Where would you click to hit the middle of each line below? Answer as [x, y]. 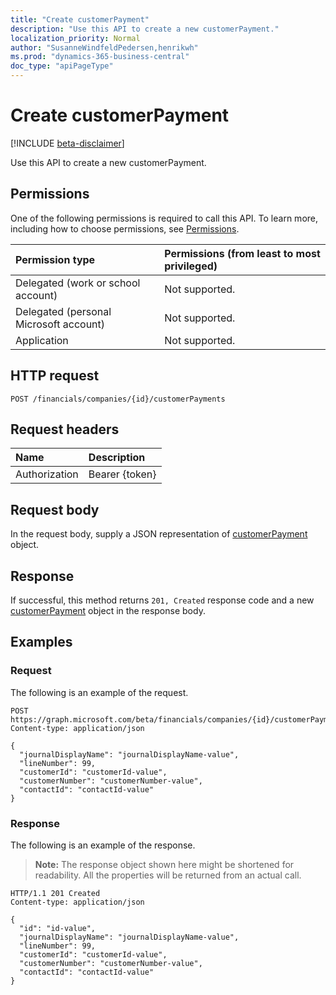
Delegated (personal [63, 311]
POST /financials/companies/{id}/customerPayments [118, 399]
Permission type [55, 259]
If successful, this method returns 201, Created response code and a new [162, 600]
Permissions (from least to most [242, 253]
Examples [41, 642]
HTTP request [55, 376]
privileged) [191, 266]
